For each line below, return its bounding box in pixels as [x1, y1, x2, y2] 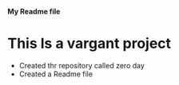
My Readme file [7, 7, 61, 16]
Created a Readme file [18, 69, 93, 79]
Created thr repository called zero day [18, 60, 145, 70]
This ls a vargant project [7, 35, 172, 52]
